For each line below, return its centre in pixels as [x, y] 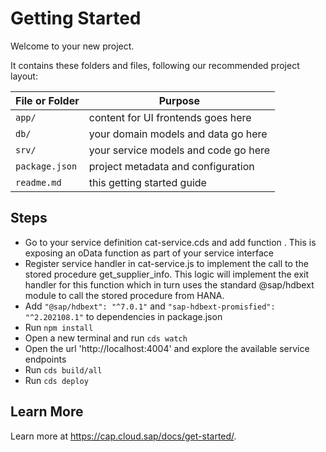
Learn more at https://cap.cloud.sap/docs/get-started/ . [123, 436]
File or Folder [47, 100]
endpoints [45, 359]
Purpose [179, 100]
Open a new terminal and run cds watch [106, 338]
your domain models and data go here [178, 134]
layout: [24, 76]
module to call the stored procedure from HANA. [124, 295]
